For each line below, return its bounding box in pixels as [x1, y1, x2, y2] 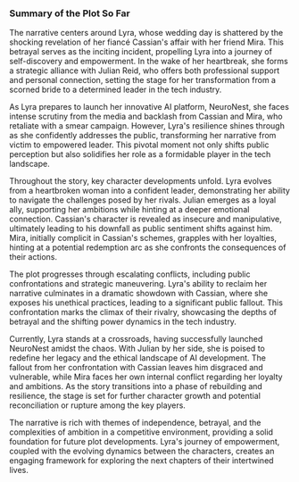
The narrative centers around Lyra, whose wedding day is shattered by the [9, 28, 284, 38]
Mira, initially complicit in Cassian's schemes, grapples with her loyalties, [9, 233, 278, 244]
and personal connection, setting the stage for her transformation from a [9, 75, 277, 86]
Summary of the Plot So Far [9, 7, 131, 20]
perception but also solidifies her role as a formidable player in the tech [9, 149, 271, 160]
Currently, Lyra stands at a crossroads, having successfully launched [9, 334, 263, 345]
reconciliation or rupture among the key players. [9, 400, 186, 411]
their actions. [9, 252, 58, 262]
